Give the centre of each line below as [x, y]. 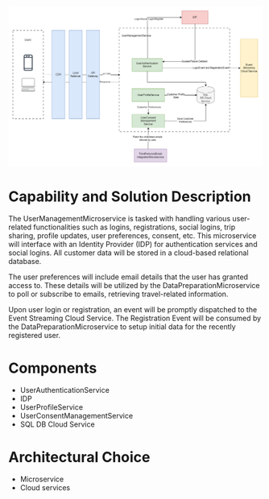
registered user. [35, 336]
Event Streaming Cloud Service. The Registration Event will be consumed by [135, 318]
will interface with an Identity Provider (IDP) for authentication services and [133, 245]
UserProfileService [51, 407]
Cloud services [45, 488]
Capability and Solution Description [130, 196]
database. [25, 262]
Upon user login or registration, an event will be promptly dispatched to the [133, 310]
